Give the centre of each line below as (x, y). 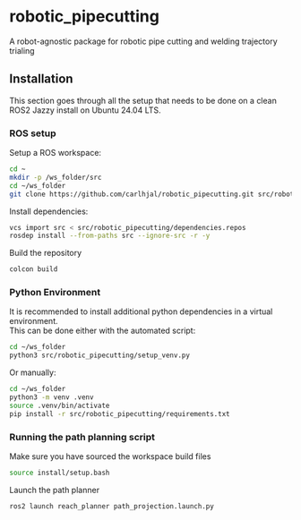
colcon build (34, 269)
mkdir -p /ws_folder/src (56, 177)
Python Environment (55, 293)
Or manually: (33, 372)
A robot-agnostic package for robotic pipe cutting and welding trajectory (143, 41)
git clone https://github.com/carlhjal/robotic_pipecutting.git (132, 194)
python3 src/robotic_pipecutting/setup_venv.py (100, 355)
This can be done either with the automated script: (103, 331)
